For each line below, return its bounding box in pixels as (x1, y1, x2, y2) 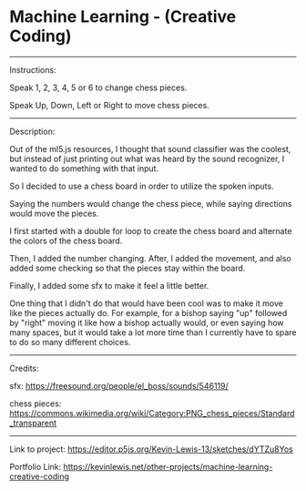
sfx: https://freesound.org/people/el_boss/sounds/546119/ (9, 380, 229, 391)
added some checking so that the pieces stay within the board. (9, 262, 246, 273)
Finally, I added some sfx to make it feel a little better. (9, 280, 209, 291)
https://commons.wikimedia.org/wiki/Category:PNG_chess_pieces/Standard (9, 407, 295, 418)
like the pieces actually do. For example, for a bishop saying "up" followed (9, 307, 288, 318)
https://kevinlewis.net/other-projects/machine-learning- (63, 461, 273, 472)
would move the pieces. (9, 208, 99, 219)
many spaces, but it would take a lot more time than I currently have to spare (9, 326, 298, 338)
